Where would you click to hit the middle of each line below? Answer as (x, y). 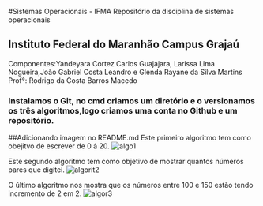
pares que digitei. (37, 170)
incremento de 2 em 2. (45, 193)
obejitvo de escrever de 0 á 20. (59, 146)
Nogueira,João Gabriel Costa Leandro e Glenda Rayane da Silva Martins (125, 72)
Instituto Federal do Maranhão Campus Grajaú (124, 45)
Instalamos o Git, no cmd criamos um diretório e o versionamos (131, 100)
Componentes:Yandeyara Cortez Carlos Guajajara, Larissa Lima (112, 63)
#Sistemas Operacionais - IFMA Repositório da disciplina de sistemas (121, 11)
